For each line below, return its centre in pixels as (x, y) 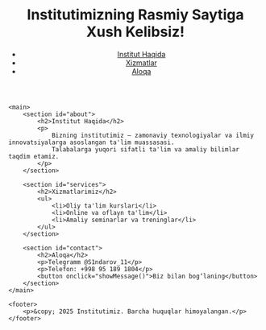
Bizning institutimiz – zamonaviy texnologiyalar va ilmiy (152, 135)
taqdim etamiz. (34, 156)
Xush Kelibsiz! (135, 32)
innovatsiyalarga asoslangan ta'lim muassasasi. (91, 142)
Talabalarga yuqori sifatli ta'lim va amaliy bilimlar (145, 149)
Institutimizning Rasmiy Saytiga (135, 15)
